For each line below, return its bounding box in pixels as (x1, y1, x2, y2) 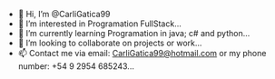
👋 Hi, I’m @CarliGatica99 (17, 9, 111, 19)
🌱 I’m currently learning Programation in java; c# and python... (17, 28, 250, 38)
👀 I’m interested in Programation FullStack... (17, 18, 182, 29)
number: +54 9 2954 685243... (17, 61, 134, 72)
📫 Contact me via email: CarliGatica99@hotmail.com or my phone (17, 48, 267, 58)
